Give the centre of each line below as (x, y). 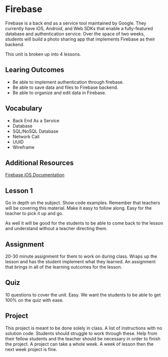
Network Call (26, 136)
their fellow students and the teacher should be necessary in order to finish (83, 338)
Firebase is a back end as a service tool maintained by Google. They (76, 23)
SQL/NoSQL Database (35, 131)
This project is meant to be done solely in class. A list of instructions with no (84, 328)
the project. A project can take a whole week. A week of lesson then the (79, 344)
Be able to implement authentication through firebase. (68, 82)
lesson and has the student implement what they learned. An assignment (80, 261)
